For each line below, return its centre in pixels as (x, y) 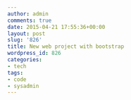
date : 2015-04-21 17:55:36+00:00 (56, 27)
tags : (15, 73)
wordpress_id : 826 (34, 54)
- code (17, 79)
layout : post (26, 33)
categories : (25, 60)
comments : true (30, 20)
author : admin (28, 14)
